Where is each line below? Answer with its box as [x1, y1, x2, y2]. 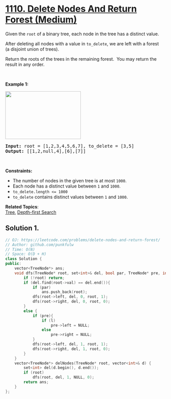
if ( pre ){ [32, 313, 53, 318]
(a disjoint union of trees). [5, 46, 60, 52]
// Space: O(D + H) [5, 252, 47, 257]
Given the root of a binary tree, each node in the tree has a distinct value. [5, 31, 159, 37]
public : [5, 261, 22, 267]
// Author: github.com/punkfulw [5, 242, 74, 247]
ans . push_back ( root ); [41, 289, 88, 295]
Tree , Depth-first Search [5, 209, 56, 215]
